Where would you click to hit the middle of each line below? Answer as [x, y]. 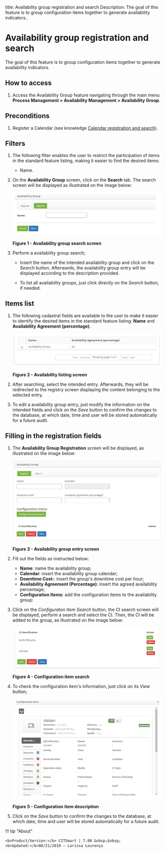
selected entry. [28, 395]
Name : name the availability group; [56, 568]
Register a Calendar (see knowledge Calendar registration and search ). [85, 128]
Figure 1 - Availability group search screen [57, 243]
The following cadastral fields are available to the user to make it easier [85, 316]
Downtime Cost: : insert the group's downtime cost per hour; [82, 579]
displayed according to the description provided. [70, 273]
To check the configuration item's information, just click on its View [81, 686]
